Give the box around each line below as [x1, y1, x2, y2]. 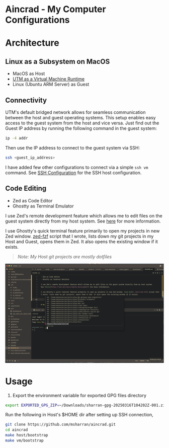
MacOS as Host [12, 70, 45, 77]
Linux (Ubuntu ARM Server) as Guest [12, 82, 90, 88]
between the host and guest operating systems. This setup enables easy [5, 115, 156, 120]
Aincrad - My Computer [5, 4, 107, 15]
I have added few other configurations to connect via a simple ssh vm [5, 164, 148, 170]
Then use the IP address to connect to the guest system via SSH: [5, 144, 140, 151]
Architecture [5, 37, 59, 49]
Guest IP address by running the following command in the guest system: [5, 125, 157, 131]
